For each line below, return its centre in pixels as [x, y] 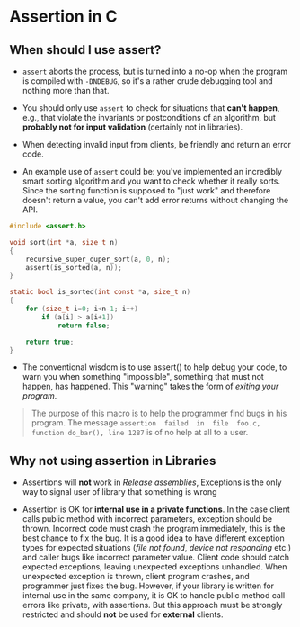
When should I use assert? [85, 50]
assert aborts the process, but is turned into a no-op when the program [155, 71]
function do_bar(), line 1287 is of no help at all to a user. [140, 433]
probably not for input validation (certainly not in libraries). [132, 127]
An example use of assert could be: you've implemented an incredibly [152, 171]
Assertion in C [64, 17]
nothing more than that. [66, 90]
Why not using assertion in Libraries [113, 461]
